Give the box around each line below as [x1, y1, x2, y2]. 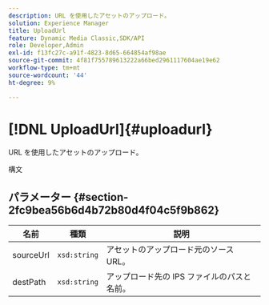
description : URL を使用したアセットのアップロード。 [8, 11, 171, 20]
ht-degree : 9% [8, 78, 56, 86]
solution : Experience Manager [8, 19, 110, 27]
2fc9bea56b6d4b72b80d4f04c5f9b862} [8, 203, 220, 217]
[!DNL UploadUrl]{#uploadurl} [8, 120, 213, 138]
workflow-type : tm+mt [8, 64, 81, 72]
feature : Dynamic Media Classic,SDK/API [8, 34, 146, 42]
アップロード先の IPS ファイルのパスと [106, 271, 252, 283]
